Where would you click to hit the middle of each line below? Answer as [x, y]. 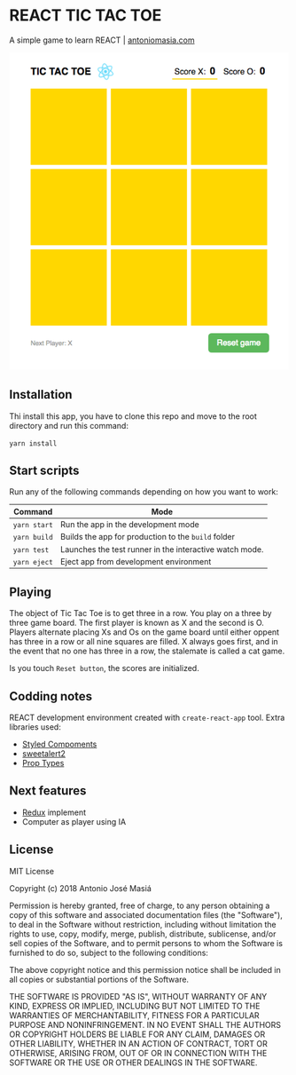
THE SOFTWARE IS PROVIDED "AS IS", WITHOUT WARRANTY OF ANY [138, 996]
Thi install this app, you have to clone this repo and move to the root [133, 416]
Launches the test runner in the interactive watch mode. [162, 549]
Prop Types [43, 763]
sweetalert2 [44, 753]
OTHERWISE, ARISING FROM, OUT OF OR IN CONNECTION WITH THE [138, 1053]
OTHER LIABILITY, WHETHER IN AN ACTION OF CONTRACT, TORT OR [138, 1043]
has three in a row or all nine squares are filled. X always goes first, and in [144, 642]
